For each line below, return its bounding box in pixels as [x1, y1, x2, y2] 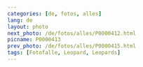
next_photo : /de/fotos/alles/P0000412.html [7, 29, 137, 37]
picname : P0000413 [7, 36, 61, 43]
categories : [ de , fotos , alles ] [7, 10, 102, 17]
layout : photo [7, 23, 49, 30]
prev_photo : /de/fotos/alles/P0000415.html [7, 43, 137, 50]
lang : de [7, 17, 33, 24]
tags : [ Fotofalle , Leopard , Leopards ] [7, 50, 121, 57]
